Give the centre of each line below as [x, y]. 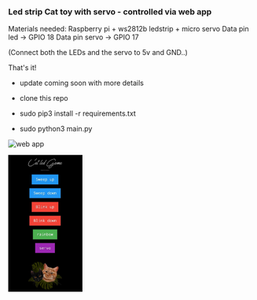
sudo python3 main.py [56, 129]
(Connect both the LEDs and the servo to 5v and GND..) [98, 53]
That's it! [22, 68]
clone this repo [44, 98]
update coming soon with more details [81, 83]
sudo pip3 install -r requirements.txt [77, 113]
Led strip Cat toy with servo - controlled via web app [110, 12]
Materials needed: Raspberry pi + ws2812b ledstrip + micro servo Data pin [128, 29]
